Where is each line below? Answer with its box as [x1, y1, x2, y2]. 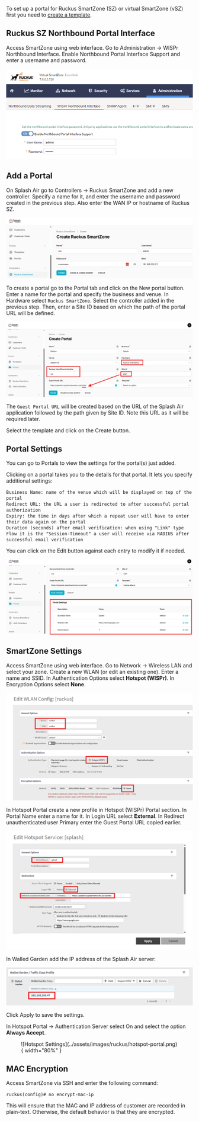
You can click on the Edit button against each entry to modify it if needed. [6, 547, 185, 554]
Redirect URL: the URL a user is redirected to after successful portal [6, 502, 190, 507]
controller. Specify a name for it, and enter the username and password [6, 192, 181, 200]
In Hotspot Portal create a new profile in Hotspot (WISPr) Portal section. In [6, 807, 187, 814]
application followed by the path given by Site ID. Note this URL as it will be [6, 409, 189, 416]
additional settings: [6, 477, 53, 484]
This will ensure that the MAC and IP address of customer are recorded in [6, 1102, 185, 1109]
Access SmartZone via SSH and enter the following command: [6, 1080, 158, 1087]
